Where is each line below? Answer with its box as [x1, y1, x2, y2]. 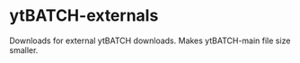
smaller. [9, 44, 39, 55]
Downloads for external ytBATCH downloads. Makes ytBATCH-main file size [9, 35, 291, 46]
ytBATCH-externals [9, 5, 159, 26]
